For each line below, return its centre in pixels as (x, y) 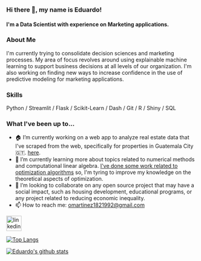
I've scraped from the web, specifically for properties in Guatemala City (104, 146)
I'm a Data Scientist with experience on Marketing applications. (88, 24)
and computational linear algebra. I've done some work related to (96, 166)
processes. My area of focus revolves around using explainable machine (97, 60)
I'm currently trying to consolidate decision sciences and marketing (90, 53)
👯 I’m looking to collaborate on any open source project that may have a (105, 186)
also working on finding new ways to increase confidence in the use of (94, 72)
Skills (15, 95)
